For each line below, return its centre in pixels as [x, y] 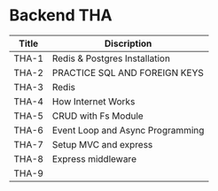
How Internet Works [93, 101]
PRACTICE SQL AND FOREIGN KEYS [128, 73]
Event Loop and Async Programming [128, 130]
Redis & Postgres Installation [111, 58]
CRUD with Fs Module [97, 116]
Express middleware [94, 158]
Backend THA [61, 15]
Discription [128, 43]
